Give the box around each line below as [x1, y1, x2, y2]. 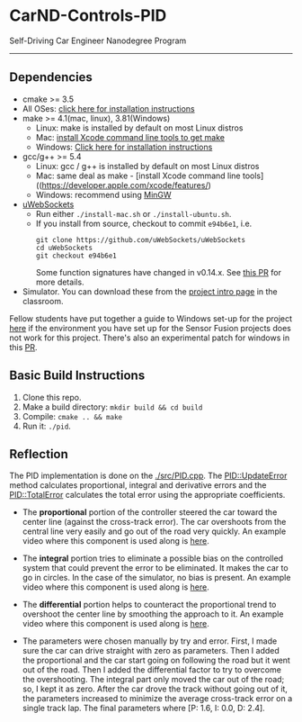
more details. [35, 276, 84, 287]
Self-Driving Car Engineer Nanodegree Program [9, 35, 187, 46]
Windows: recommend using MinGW [35, 189, 173, 200]
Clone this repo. [22, 392, 82, 402]
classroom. [22, 295, 64, 306]
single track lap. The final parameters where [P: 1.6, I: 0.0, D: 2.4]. [22, 703, 265, 714]
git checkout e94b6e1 [35, 251, 117, 260]
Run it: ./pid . [22, 420, 72, 431]
